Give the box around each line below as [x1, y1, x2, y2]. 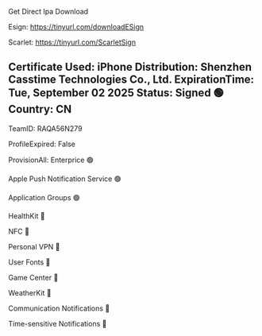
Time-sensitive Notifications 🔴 [8, 319, 107, 328]
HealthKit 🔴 [8, 210, 45, 221]
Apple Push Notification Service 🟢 [8, 174, 121, 183]
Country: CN [8, 102, 72, 116]
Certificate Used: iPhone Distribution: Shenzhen [8, 60, 252, 74]
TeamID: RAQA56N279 [8, 123, 83, 133]
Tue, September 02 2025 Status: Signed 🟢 [8, 87, 225, 100]
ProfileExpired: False [8, 139, 75, 149]
